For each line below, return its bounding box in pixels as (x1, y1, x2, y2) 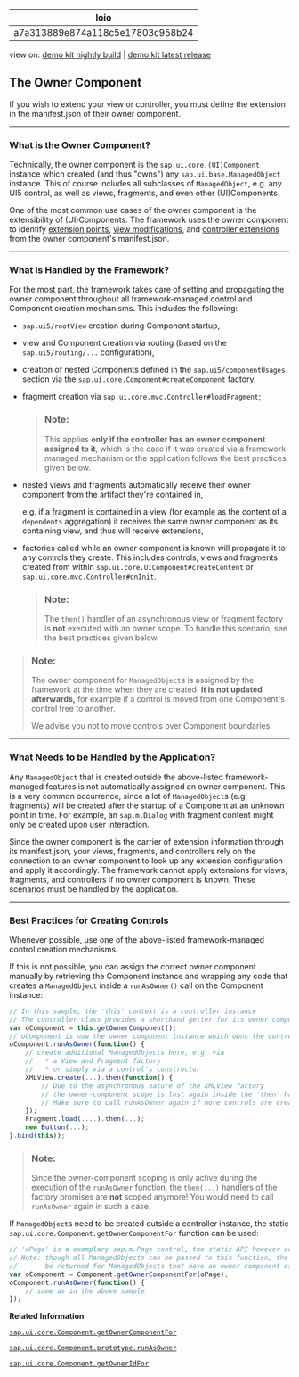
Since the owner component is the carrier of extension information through (9, 836, 285, 846)
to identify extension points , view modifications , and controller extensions (9, 224, 280, 235)
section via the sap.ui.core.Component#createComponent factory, (21, 374, 256, 384)
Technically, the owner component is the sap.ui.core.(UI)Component (9, 160, 260, 170)
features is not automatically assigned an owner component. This (45, 780, 286, 792)
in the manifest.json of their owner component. (9, 108, 181, 119)
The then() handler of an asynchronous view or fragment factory (44, 614, 283, 623)
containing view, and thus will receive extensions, (21, 525, 205, 536)
